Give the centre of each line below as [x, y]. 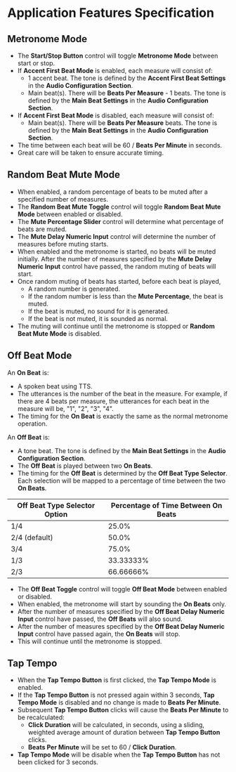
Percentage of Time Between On [167, 505]
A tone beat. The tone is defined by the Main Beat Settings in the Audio [122, 450]
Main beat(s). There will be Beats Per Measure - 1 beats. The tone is [127, 93]
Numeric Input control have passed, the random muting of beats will [117, 266]
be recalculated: [41, 717]
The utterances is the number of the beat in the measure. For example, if [123, 393]
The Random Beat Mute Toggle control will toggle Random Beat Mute [119, 207]
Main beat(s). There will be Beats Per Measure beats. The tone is [123, 123]
